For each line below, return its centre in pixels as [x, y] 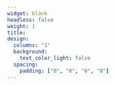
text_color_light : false [55, 58]
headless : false [30, 20]
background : [31, 52]
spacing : [26, 64]
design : [18, 39]
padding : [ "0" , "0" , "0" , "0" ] [64, 71]
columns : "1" [32, 45]
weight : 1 [21, 26]
